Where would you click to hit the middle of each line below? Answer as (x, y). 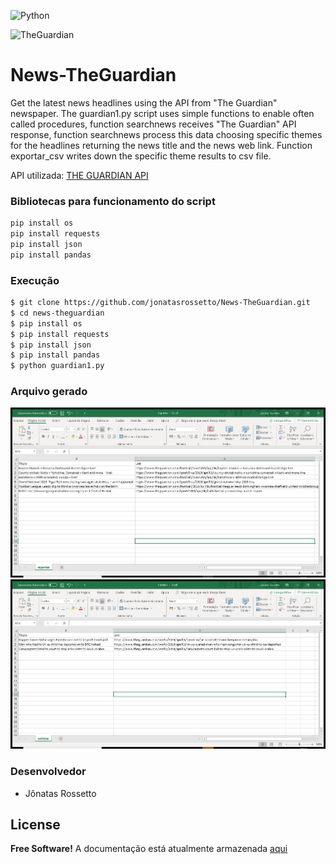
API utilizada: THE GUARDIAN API (79, 175)
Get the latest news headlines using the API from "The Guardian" (144, 102)
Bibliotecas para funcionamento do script (113, 201)
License (35, 825)
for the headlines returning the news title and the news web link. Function (161, 145)
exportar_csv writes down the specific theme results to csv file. (141, 156)
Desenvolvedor (48, 772)
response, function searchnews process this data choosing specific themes (166, 134)
